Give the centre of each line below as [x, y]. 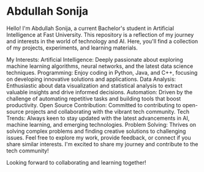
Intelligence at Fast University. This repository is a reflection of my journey [100, 34]
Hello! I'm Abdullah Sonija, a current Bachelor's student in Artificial [90, 28]
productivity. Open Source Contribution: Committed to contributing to [94, 105]
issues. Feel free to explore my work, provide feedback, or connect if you [99, 137]
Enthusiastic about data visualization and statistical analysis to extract [94, 85]
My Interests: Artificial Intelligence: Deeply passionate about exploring [95, 59]
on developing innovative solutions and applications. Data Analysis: [91, 79]
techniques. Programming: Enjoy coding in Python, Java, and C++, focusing [102, 72]
